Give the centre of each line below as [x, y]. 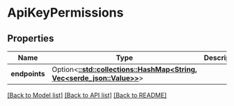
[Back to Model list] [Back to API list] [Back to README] [87, 95]
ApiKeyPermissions [65, 13]
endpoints [28, 74]
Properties [31, 38]
